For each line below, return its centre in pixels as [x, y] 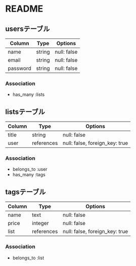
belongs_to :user [30, 169]
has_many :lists [29, 95]
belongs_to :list [28, 258]
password [19, 68]
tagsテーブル [26, 192]
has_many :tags [29, 175]
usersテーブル [28, 29]
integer [40, 223]
